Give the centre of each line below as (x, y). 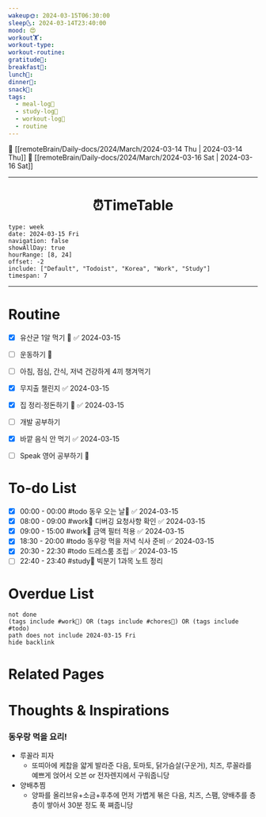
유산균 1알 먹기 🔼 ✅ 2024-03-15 (70, 337)
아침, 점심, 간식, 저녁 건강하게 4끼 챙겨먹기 (85, 371)
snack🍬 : (21, 89)
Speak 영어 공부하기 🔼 (54, 456)
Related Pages (56, 674)
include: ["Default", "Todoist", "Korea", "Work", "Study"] (110, 268)
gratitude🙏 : (28, 60)
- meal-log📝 (35, 104)
